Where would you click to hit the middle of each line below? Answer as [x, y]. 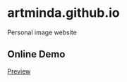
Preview [19, 71]
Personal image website [42, 32]
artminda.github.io [64, 13]
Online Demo [36, 54]
